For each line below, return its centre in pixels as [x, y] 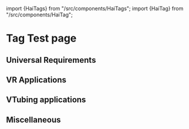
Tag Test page [41, 38]
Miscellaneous [33, 120]
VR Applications [36, 79]
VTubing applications [46, 100]
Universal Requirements [51, 60]
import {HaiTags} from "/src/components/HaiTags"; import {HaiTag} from [95, 9]
